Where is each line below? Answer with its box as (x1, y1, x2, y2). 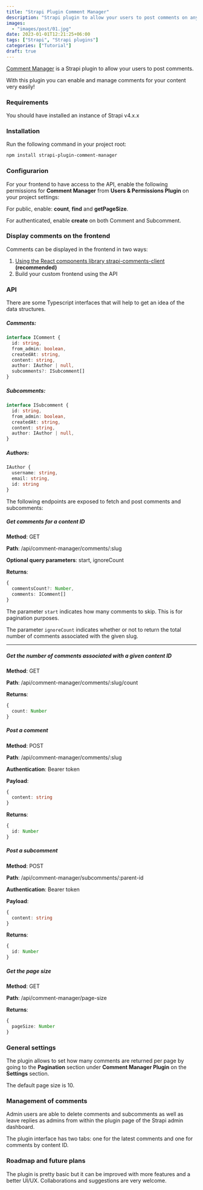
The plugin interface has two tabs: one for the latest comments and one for (6, 1135, 193, 1142)
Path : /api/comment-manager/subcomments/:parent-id (6, 874, 144, 881)
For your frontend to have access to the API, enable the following (6, 180, 168, 188)
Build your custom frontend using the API (14, 270, 118, 277)
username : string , (11, 470, 59, 476)
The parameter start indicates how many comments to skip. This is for (6, 607, 183, 615)
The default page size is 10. (6, 1081, 74, 1089)
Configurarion (6, 167, 49, 175)
